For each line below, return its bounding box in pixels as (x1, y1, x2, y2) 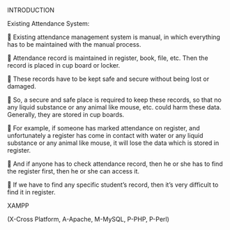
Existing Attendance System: (7, 20, 90, 27)
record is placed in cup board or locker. (7, 61, 121, 69)
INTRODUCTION (7, 6, 54, 14)
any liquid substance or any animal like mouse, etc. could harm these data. (7, 103, 222, 111)
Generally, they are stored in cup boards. (7, 111, 125, 118)
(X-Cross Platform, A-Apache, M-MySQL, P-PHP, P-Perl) (7, 215, 169, 223)
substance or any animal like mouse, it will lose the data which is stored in (7, 139, 220, 147)
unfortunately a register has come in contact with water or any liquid (7, 132, 204, 139)
